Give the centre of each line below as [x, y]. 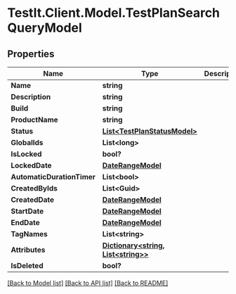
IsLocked [26, 154]
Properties [31, 54]
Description [31, 97]
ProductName [34, 120]
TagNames [29, 234]
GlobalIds [27, 142]
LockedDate [31, 165]
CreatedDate [33, 200]
